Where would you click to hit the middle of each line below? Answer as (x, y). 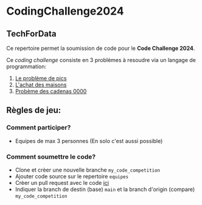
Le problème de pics (41, 78)
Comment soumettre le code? (51, 156)
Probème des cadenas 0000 (51, 91)
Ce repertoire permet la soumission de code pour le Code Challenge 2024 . (101, 48)
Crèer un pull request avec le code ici (62, 182)
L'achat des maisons (41, 85)
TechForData (31, 34)
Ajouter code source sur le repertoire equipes (72, 176)
